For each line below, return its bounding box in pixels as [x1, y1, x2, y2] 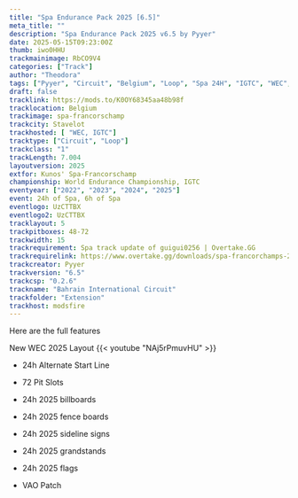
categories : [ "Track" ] [9, 63, 93, 72]
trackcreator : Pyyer [9, 261, 86, 269]
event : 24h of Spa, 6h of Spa [9, 194, 122, 204]
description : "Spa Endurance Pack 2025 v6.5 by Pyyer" [9, 29, 216, 38]
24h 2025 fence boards [21, 411, 109, 422]
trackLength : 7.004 [9, 152, 82, 162]
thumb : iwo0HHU [9, 46, 66, 55]
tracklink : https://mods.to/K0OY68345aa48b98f [9, 95, 184, 105]
